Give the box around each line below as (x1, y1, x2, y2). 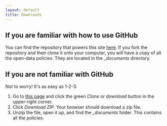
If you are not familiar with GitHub (5, 70, 114, 79)
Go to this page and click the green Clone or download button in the (12, 93, 154, 100)
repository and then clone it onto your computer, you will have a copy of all (5, 50, 161, 56)
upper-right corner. (12, 99, 53, 105)
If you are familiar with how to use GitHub (5, 31, 138, 40)
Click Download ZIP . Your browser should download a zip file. (12, 104, 142, 110)
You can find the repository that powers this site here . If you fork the (5, 44, 148, 51)
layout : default (5, 7, 39, 13)
